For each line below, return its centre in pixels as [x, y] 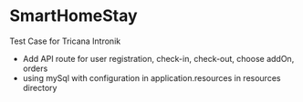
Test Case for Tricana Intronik [65, 41]
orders [35, 68]
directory [40, 87]
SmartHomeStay [74, 16]
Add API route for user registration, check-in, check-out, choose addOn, [158, 58]
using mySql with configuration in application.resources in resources [151, 77]
